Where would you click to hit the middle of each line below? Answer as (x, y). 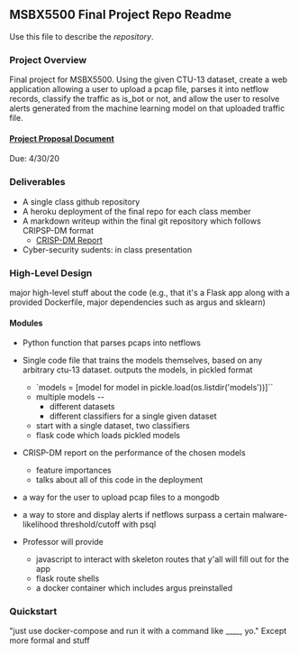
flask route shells (68, 579)
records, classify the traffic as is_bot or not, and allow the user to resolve (145, 99)
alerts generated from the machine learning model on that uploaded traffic (147, 108)
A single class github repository (81, 201)
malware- (270, 515)
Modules (26, 323)
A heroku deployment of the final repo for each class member (137, 211)
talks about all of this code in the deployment (119, 480)
